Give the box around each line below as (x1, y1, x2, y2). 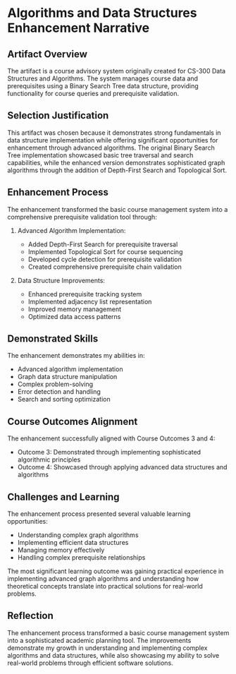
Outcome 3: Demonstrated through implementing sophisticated (17, 448, 201, 457)
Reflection (7, 610, 54, 622)
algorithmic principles (17, 455, 81, 464)
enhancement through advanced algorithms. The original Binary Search (7, 143, 215, 152)
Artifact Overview (7, 48, 88, 60)
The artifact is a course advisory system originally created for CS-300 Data (7, 67, 226, 75)
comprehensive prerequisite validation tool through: (7, 212, 157, 221)
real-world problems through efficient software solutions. (7, 658, 174, 667)
